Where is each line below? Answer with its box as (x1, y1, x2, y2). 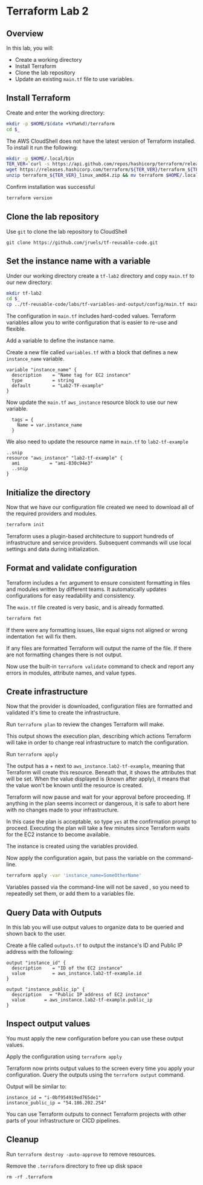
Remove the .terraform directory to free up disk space (6, 1162, 143, 1169)
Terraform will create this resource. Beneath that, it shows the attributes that (6, 769, 196, 776)
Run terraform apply (6, 751, 59, 758)
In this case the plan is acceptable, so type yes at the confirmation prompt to (6, 818, 197, 825)
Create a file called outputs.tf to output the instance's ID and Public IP (6, 942, 183, 949)
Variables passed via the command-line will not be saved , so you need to (6, 883, 190, 891)
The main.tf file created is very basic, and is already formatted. (6, 604, 164, 611)
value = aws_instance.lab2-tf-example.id (11, 971, 142, 977)
